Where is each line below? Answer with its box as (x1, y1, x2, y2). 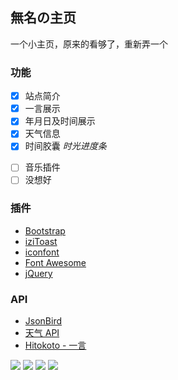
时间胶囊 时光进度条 (24, 140, 107, 152)
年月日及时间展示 (24, 115, 96, 127)
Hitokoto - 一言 (24, 339, 87, 352)
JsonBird (24, 315, 63, 327)
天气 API (24, 327, 60, 339)
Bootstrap (24, 224, 66, 237)
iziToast (24, 235, 58, 247)
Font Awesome (24, 256, 87, 268)
